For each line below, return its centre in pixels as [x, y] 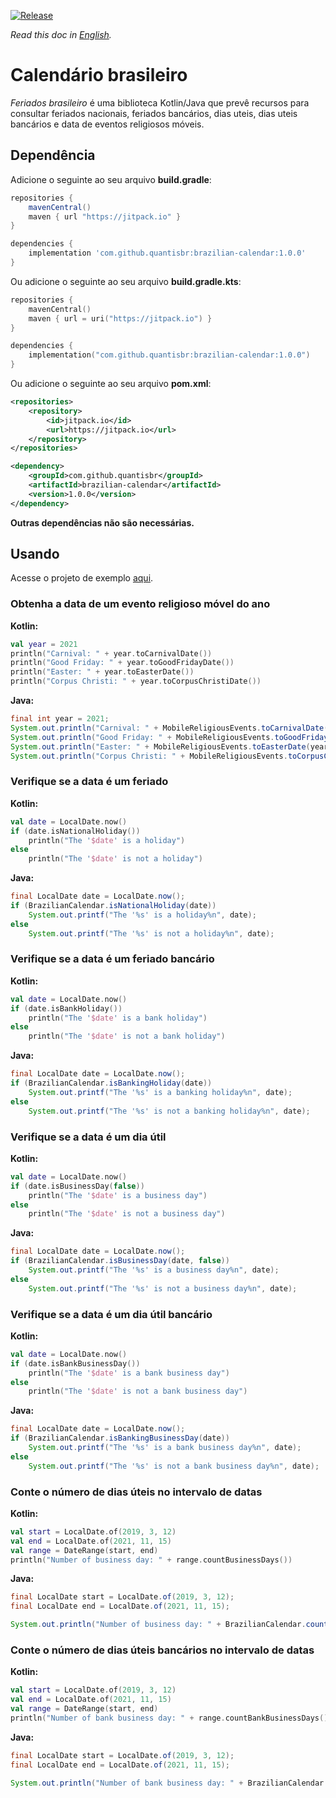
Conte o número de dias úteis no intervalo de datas [136, 1492]
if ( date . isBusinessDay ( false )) [77, 1186]
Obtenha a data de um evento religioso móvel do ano [140, 604]
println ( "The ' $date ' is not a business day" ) [127, 1214]
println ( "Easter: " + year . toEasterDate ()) [102, 672]
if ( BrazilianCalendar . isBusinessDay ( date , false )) [120, 1261]
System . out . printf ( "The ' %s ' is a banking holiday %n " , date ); [160, 1092]
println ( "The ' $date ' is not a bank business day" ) [138, 1391]
